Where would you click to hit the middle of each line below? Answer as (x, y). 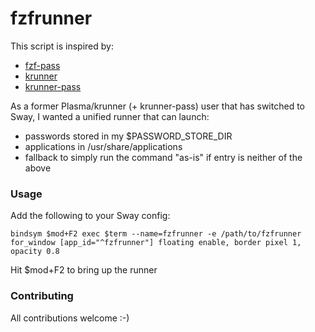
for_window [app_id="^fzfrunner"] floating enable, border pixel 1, (156, 243)
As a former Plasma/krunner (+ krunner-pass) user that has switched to (157, 106)
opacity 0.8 (35, 252)
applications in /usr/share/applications (103, 146)
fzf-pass (42, 65)
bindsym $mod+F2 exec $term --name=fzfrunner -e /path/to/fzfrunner (156, 234)
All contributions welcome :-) (70, 318)
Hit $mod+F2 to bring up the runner (84, 270)
